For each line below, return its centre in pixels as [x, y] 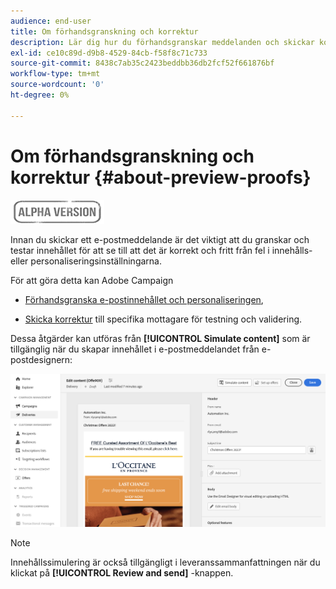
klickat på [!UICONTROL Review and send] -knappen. [122, 573]
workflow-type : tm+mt [55, 74]
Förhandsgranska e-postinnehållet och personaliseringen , [144, 299]
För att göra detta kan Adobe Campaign [92, 280]
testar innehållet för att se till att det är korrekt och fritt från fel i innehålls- [161, 250]
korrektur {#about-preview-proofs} [161, 177]
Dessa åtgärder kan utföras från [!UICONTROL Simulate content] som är [160, 338]
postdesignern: [41, 359]
